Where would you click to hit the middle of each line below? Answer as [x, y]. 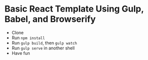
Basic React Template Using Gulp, [74, 9]
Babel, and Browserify [50, 19]
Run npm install [28, 38]
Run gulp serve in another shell [43, 48]
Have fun [21, 53]
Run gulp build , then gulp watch [44, 43]
